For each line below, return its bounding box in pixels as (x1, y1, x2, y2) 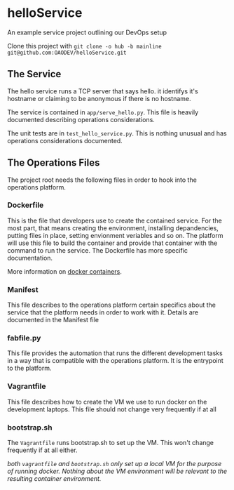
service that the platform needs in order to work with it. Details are (7, 308, 198, 317)
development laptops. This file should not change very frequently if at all (7, 405, 217, 413)
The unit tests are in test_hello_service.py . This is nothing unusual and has (7, 128, 227, 138)
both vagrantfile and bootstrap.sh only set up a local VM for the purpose (7, 460, 222, 468)
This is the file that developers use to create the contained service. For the (7, 216, 222, 225)
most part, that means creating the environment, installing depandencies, (7, 223, 219, 232)
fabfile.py (7, 333, 41, 343)
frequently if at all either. (7, 446, 78, 454)
